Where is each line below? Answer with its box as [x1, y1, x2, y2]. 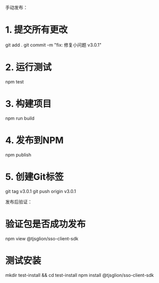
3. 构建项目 [5, 98, 52, 110]
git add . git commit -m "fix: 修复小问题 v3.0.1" [5, 42, 102, 48]
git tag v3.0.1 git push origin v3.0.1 [5, 188, 76, 194]
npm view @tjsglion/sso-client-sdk [5, 235, 78, 241]
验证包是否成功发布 [5, 218, 86, 230]
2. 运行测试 [5, 61, 52, 73]
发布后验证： [5, 199, 32, 205]
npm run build [5, 115, 35, 121]
